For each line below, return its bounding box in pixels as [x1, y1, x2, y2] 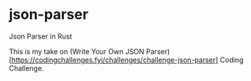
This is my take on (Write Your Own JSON [9, 46, 144, 56]
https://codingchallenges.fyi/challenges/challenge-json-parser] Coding [11, 55, 244, 64]
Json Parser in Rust [9, 31, 73, 41]
